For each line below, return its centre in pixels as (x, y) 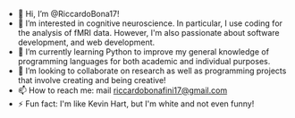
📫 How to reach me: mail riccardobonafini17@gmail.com (122, 90)
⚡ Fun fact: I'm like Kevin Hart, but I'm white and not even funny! (136, 104)
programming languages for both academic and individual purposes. (144, 61)
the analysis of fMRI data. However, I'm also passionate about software (148, 33)
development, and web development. (86, 42)
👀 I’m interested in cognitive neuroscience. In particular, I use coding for (150, 23)
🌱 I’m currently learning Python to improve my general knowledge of (143, 52)
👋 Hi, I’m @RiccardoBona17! (68, 14)
